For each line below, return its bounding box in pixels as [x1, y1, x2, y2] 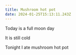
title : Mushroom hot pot [5, 7, 56, 12]
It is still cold [5, 35, 30, 41]
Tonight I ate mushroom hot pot [5, 44, 69, 50]
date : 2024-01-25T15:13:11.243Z [5, 12, 71, 17]
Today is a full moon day [5, 25, 55, 31]
